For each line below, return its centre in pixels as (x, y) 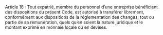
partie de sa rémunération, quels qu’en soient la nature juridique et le (74, 22)
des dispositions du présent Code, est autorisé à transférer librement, (75, 12)
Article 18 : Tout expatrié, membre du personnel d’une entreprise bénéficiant (81, 7)
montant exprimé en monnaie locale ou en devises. (56, 27)
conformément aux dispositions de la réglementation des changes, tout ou (80, 17)
